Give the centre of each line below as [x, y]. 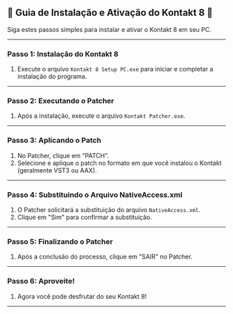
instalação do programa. [52, 76]
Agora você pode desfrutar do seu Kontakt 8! [82, 296]
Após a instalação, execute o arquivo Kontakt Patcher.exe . [101, 116]
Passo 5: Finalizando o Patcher [60, 241]
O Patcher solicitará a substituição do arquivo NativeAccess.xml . [109, 210]
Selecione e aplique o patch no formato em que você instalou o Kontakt [119, 163]
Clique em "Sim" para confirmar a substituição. [85, 217]
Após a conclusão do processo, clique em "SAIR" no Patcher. [105, 256]
